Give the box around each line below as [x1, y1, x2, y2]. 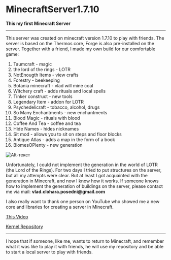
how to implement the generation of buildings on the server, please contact [6, 183, 163, 189]
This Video [6, 213, 28, 219]
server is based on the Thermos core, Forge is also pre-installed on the [6, 40, 154, 46]
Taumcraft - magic [13, 61, 52, 67]
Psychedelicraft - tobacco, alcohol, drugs [13, 104, 100, 110]
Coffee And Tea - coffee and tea [13, 120, 81, 126]
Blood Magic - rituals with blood [13, 115, 80, 121]
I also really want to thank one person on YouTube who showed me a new [6, 198, 160, 204]
